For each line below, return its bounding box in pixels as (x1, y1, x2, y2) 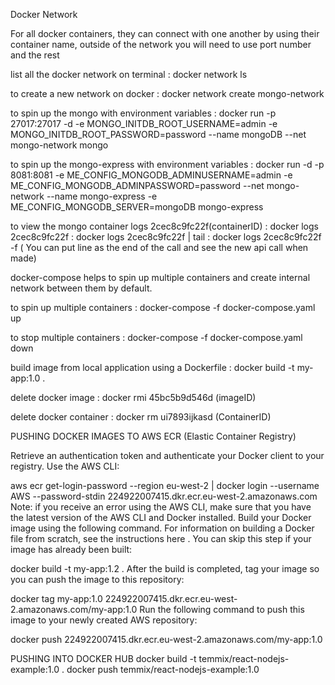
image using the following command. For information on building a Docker (10, 522, 315, 534)
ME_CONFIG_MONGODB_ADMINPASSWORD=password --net (10, 180, 265, 191)
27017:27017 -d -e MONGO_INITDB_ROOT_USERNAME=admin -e (10, 118, 278, 129)
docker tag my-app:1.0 (10, 593, 103, 604)
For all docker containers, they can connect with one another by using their (10, 28, 320, 39)
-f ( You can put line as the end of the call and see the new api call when (10, 242, 309, 253)
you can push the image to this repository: (10, 574, 185, 585)
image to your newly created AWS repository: (10, 614, 198, 626)
